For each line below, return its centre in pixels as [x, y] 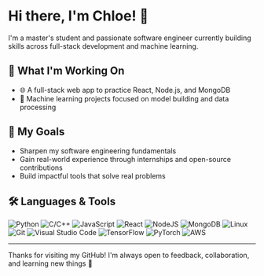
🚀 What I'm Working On [66, 71]
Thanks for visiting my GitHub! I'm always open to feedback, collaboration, [129, 256]
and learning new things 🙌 [50, 263]
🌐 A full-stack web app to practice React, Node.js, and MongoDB [125, 90]
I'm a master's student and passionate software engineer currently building [130, 38]
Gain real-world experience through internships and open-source [125, 159]
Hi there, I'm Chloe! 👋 [79, 16]
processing [38, 107]
